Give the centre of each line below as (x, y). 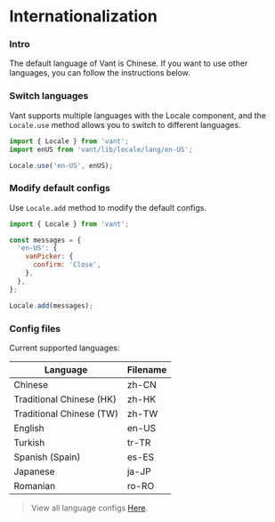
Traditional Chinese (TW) (66, 414)
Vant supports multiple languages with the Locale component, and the (138, 115)
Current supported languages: (65, 348)
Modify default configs (60, 189)
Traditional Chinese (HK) (65, 399)
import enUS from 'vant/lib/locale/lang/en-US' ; (101, 149)
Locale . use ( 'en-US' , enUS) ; (61, 165)
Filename (147, 369)
